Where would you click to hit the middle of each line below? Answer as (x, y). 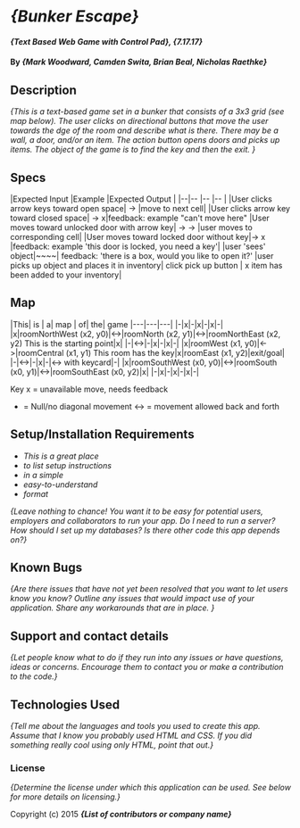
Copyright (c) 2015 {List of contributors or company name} (121, 815)
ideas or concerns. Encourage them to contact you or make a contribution (147, 667)
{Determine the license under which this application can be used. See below (150, 788)
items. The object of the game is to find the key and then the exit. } (133, 150)
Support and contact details (89, 636)
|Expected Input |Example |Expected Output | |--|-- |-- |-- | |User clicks (142, 199)
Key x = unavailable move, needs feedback (89, 389)
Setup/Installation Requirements (102, 435)
